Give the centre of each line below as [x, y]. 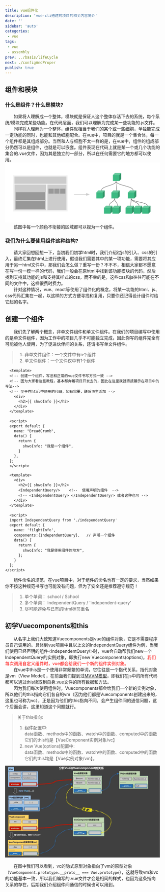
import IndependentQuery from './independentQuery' [64, 520]
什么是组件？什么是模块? [34, 105]
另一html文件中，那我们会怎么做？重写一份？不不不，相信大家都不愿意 [85, 265]
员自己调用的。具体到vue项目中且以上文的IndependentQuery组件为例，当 [80, 645]
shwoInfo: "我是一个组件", [48, 446]
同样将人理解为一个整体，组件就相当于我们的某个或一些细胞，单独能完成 [87, 129]
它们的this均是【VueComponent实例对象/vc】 [71, 740]
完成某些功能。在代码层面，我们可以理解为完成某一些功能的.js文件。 [88, 122]
